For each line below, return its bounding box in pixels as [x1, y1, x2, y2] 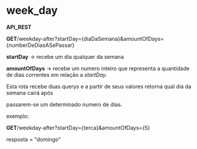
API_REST [6, 23, 32, 31]
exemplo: [6, 112, 29, 120]
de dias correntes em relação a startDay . [6, 71, 108, 78]
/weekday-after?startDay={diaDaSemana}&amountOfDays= [17, 35, 164, 42]
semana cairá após [6, 89, 53, 96]
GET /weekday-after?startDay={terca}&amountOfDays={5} [6, 124, 150, 131]
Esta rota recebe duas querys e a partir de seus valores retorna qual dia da [6, 82, 192, 90]
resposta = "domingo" [6, 136, 61, 143]
